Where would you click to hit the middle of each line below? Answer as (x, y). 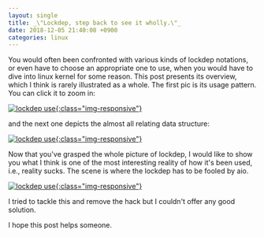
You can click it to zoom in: (52, 93)
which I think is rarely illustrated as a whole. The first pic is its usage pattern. (132, 85)
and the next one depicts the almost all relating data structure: (109, 124)
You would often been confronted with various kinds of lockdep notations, (128, 60)
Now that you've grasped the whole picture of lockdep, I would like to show (131, 154)
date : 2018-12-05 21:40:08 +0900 (63, 30)
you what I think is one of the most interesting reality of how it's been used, (130, 163)
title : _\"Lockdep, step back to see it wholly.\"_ (95, 23)
